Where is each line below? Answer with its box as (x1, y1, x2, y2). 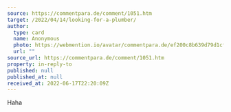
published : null (7, 67, 54, 74)
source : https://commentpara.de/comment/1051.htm (7, 10, 153, 17)
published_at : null (7, 73, 63, 81)
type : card (13, 29, 45, 36)
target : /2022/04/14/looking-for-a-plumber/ (7, 16, 137, 23)
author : (7, 23, 30, 29)
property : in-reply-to (7, 61, 72, 68)
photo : (13, 42, 32, 48)
